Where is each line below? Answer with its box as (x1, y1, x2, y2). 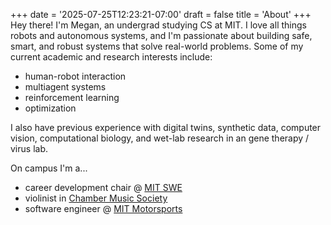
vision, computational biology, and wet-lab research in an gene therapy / (10, 132, 310, 144)
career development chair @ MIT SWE (24, 182, 183, 193)
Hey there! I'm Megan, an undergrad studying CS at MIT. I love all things (10, 19, 307, 31)
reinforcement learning (24, 92, 120, 103)
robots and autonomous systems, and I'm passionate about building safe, (10, 30, 313, 41)
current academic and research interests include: (10, 51, 213, 63)
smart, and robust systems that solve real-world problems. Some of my (10, 40, 304, 52)
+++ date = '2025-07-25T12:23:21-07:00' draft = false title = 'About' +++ (10, 9, 312, 20)
